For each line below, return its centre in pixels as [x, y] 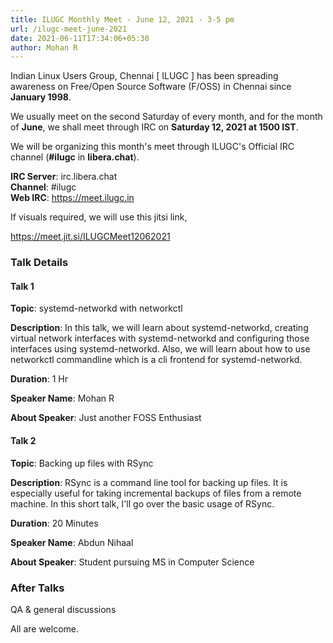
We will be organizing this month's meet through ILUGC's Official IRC [152, 147]
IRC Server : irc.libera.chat [64, 177]
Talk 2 [23, 440]
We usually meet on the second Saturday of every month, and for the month [166, 117]
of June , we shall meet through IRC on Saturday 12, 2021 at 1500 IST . [154, 127]
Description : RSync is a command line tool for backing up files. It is [149, 482]
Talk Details [39, 263]
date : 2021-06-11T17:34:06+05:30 [80, 38]
